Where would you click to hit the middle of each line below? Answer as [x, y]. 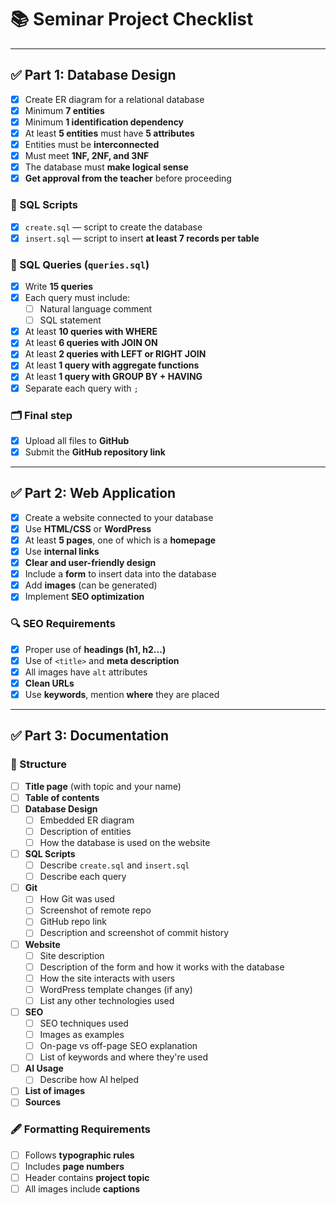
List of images [54, 1091]
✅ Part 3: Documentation [89, 736]
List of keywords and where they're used [123, 1057]
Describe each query [83, 877]
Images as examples [82, 1034]
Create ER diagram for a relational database [114, 99]
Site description [72, 955]
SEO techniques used [84, 1023]
